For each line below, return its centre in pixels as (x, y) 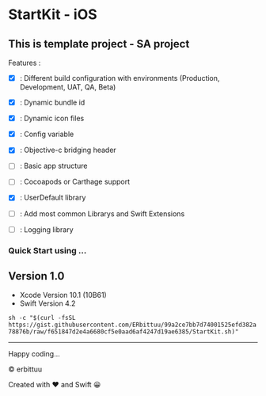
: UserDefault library (53, 198)
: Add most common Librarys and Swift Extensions (102, 213)
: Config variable (47, 134)
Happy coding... (34, 354)
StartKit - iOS (53, 15)
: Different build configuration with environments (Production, (120, 78)
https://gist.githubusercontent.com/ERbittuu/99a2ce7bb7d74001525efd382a (133, 325)
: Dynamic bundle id (52, 103)
